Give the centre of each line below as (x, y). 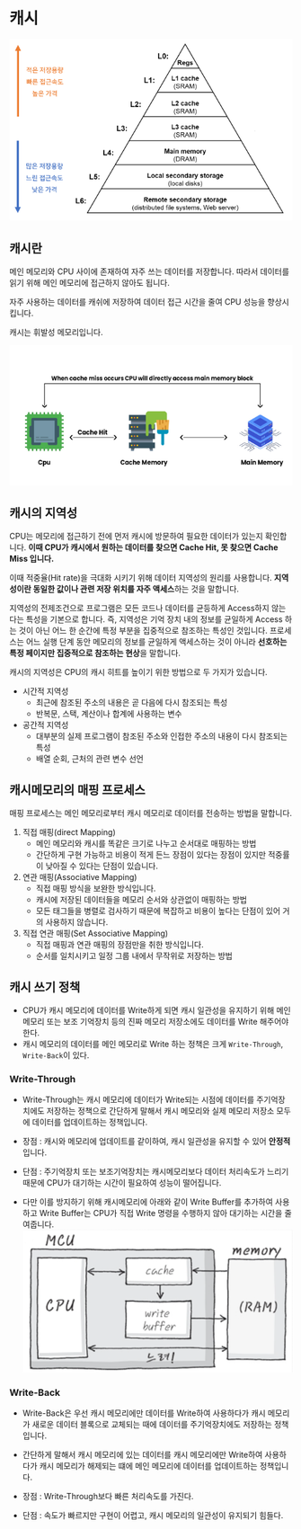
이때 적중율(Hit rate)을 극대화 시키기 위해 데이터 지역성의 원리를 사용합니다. (141, 578)
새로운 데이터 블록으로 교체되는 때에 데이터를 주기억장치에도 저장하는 (152, 1424)
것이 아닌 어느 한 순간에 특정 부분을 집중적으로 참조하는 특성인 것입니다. (143, 631)
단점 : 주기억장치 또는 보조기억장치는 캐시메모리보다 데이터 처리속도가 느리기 (155, 1172)
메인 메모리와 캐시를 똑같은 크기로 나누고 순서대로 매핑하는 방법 (146, 844)
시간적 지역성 (45, 691)
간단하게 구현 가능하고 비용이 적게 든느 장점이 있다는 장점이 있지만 (151, 855)
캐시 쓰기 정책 (45, 987)
